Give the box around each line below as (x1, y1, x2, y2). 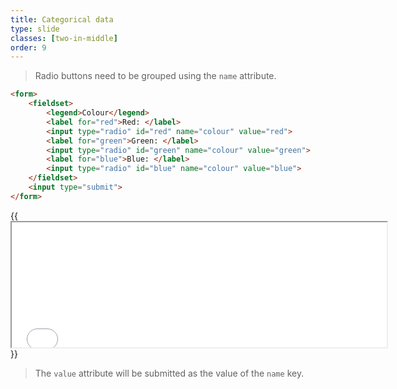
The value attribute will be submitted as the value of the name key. (34, 367, 305, 379)
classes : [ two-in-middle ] (10, 33, 118, 43)
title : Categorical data (10, 14, 114, 25)
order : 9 (10, 42, 47, 53)
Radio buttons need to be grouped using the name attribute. (34, 70, 277, 82)
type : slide (10, 24, 60, 34)
